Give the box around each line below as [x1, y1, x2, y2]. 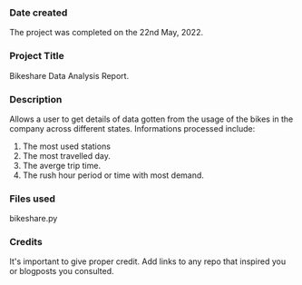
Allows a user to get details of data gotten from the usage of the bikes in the [9, 113, 294, 124]
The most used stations [22, 141, 112, 152]
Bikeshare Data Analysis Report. [9, 70, 130, 81]
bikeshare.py [9, 213, 58, 224]
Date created [9, 6, 68, 19]
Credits [9, 236, 43, 249]
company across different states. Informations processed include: [9, 123, 256, 133]
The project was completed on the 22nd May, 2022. [9, 27, 204, 38]
